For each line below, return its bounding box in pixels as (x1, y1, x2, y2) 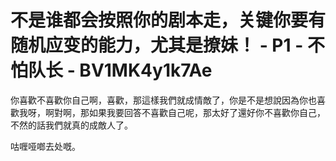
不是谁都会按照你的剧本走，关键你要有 (10, 9, 327, 32)
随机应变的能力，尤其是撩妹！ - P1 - (10, 34, 304, 57)
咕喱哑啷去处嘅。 (10, 140, 81, 152)
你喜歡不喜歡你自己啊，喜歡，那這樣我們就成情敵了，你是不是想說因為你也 (10, 94, 317, 106)
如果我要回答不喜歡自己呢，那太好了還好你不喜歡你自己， (88, 106, 326, 118)
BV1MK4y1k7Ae (79, 59, 213, 82)
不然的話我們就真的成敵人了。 (10, 119, 133, 131)
